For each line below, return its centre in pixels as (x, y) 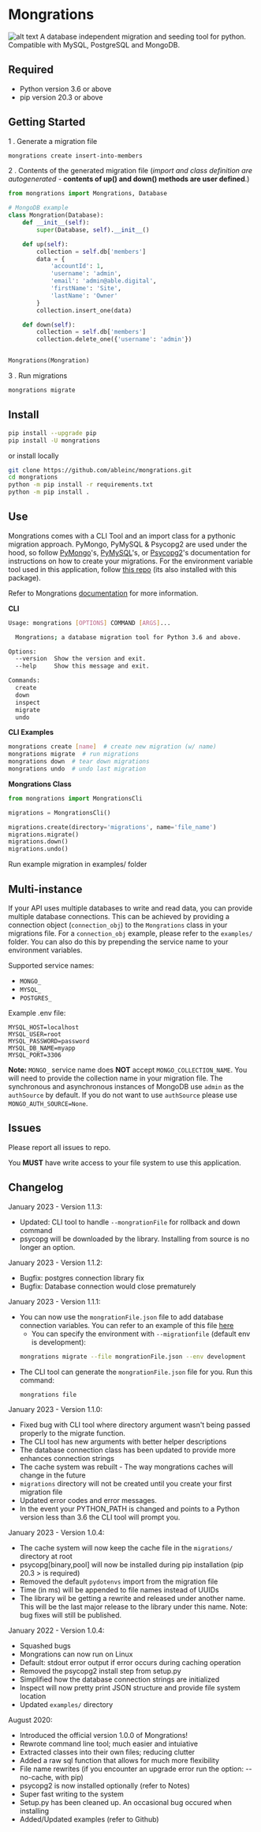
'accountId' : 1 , (77, 267)
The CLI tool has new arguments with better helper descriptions (123, 1442)
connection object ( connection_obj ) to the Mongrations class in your (118, 925)
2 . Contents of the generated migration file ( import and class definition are (130, 171)
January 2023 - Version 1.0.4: (56, 1533)
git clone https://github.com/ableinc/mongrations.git (100, 470)
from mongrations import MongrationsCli (76, 798)
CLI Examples (31, 732)
